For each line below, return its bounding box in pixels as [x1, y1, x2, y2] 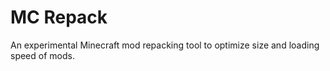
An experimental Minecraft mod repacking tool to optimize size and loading [10, 39, 320, 51]
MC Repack [10, 6, 108, 29]
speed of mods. [10, 49, 75, 61]
